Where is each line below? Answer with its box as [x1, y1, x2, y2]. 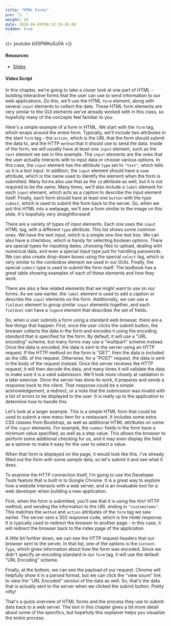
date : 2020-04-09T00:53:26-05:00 [5, 21, 77, 27]
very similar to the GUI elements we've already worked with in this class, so [5, 109, 164, 115]
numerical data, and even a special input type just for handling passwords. [5, 248, 162, 254]
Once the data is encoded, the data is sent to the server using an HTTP [5, 344, 155, 350]
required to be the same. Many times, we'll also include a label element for [5, 184, 163, 190]
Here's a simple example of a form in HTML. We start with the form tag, [5, 124, 155, 130]
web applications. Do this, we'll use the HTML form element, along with [5, 98, 155, 104]
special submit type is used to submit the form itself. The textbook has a [5, 264, 157, 270]
